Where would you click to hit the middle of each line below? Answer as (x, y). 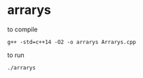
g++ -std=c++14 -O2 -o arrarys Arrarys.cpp (72, 42)
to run (16, 55)
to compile (22, 29)
